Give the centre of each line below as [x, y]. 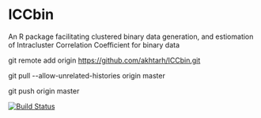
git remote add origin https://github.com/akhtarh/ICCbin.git [104, 60]
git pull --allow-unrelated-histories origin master [87, 75]
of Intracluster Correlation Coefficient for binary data [94, 44]
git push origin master [44, 91]
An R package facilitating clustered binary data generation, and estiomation [131, 36]
